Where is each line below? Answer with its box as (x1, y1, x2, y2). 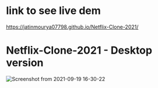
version (6, 57, 44, 69)
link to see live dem (6, 4, 101, 17)
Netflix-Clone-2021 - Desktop (6, 44, 153, 57)
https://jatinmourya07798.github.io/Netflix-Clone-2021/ (6, 23, 139, 30)
